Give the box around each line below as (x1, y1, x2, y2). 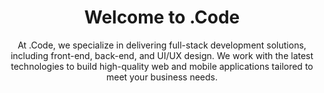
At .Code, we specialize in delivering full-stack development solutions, (17, 39, 307, 51)
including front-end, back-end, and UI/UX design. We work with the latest (10, 49, 314, 61)
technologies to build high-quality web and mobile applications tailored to (10, 60, 314, 72)
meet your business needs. (106, 71, 218, 83)
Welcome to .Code (83, 6, 241, 29)
